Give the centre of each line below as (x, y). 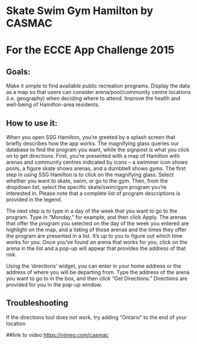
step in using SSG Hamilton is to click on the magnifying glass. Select (90, 175)
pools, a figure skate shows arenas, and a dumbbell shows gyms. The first (96, 168)
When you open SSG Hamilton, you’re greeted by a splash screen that (91, 137)
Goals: (18, 72)
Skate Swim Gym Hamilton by (80, 11)
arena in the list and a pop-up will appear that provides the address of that (96, 248)
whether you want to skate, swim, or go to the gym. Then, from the (87, 181)
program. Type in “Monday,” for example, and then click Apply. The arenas (96, 217)
